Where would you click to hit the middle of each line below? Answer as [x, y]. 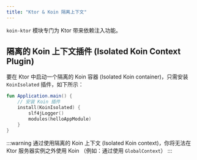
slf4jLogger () [46, 113]
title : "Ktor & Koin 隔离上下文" [46, 12]
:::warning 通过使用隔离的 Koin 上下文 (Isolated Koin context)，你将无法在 [99, 143]
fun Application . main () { [39, 96]
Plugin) [20, 62]
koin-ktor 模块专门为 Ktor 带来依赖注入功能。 [64, 30]
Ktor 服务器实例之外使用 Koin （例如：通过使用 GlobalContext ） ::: [89, 150]
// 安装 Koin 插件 [39, 102]
